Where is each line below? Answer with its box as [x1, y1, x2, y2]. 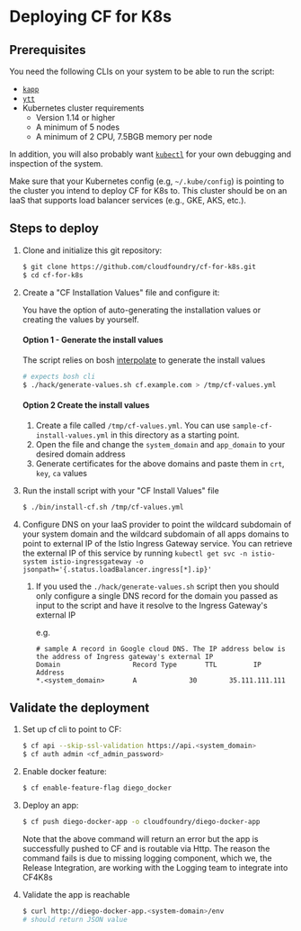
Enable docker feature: [22, 766, 108, 777]
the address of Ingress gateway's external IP [35, 652, 214, 661]
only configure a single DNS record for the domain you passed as [35, 590, 279, 601]
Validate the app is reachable [22, 889, 130, 899]
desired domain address [35, 448, 126, 459]
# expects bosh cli [22, 372, 96, 381]
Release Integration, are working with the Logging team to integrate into [22, 862, 288, 872]
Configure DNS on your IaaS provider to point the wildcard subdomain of [22, 519, 292, 529]
